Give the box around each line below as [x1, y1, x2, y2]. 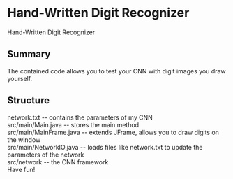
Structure [7, 94, 50, 106]
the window [7, 135, 41, 144]
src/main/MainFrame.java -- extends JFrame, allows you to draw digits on [7, 128, 220, 136]
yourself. [7, 74, 33, 83]
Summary [7, 48, 51, 60]
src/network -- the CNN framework [7, 157, 109, 166]
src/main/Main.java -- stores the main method [7, 120, 140, 129]
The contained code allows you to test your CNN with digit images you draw [7, 66, 226, 75]
